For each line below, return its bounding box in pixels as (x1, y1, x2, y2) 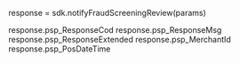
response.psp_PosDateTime (8, 43, 111, 54)
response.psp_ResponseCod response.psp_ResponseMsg (8, 25, 222, 35)
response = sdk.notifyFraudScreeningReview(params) (8, 8, 206, 18)
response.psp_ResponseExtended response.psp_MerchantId (8, 35, 232, 44)
